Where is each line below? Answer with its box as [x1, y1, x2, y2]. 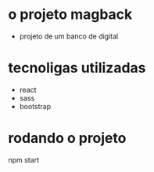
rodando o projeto [8, 130, 127, 147]
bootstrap [19, 101, 52, 111]
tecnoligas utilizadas [8, 59, 146, 77]
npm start [8, 155, 40, 164]
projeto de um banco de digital [19, 31, 119, 41]
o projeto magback [8, 5, 133, 24]
